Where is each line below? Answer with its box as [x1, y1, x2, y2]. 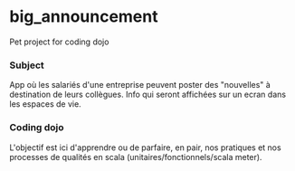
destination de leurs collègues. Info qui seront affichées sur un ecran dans [9, 89, 287, 100]
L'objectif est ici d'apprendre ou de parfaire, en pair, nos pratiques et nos [9, 142, 282, 153]
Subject [9, 59, 45, 71]
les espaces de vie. [9, 99, 81, 109]
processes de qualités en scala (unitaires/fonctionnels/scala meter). [9, 151, 262, 162]
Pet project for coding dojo [9, 36, 109, 47]
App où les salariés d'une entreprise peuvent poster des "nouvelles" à [9, 80, 271, 90]
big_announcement [9, 6, 158, 27]
